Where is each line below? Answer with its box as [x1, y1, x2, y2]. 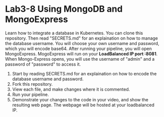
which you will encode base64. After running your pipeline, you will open [5, 46, 152, 51]
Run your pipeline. [12, 92, 49, 97]
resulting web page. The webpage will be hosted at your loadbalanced [12, 102, 155, 108]
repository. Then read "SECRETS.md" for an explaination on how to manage [5, 35, 158, 41]
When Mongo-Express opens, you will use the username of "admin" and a [5, 56, 155, 62]
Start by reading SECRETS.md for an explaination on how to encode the [12, 70, 157, 76]
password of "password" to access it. [5, 61, 81, 67]
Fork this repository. [12, 81, 53, 87]
